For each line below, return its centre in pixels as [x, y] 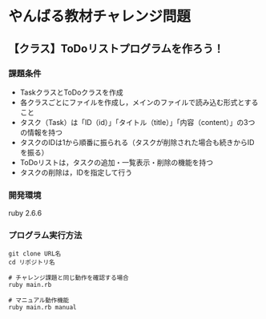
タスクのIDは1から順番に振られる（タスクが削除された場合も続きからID [137, 142]
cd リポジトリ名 [32, 262]
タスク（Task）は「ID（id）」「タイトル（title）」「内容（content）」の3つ [137, 122]
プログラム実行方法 [45, 236]
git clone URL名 [35, 254]
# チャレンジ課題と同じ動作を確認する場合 [69, 278]
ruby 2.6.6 [25, 213]
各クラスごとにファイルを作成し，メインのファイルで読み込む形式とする [139, 102]
